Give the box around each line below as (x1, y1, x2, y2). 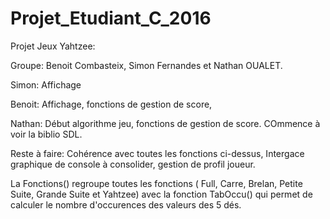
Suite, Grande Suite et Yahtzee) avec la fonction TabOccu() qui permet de (10, 188, 313, 200)
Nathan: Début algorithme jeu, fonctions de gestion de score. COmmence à (10, 117, 321, 129)
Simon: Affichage (10, 78, 82, 91)
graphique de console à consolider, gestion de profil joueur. (10, 158, 256, 170)
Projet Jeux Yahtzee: (10, 40, 96, 52)
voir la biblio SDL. (10, 128, 83, 140)
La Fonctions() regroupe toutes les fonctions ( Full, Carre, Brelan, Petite (10, 177, 303, 189)
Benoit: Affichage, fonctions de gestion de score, (10, 98, 213, 110)
